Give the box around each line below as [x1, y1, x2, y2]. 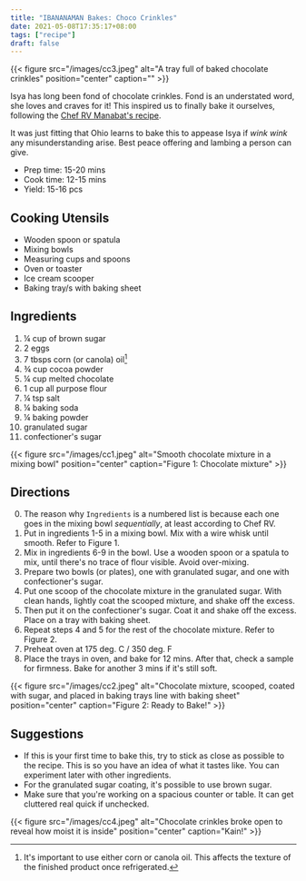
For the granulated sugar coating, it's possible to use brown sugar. [23, 779, 272, 790]
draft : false [10, 38, 60, 48]
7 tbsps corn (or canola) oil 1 [23, 351, 128, 364]
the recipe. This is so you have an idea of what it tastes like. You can [23, 760, 280, 771]
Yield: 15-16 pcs [23, 183, 84, 195]
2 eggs [23, 342, 50, 353]
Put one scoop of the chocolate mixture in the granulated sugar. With [23, 586, 282, 597]
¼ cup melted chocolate [23, 373, 114, 384]
